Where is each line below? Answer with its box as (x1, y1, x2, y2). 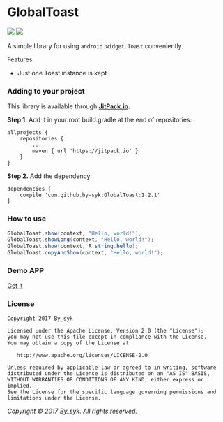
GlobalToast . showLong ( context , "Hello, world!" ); (7, 236, 155, 243)
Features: (7, 55, 35, 64)
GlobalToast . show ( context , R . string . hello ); (7, 242, 139, 250)
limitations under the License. (7, 394, 101, 402)
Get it (7, 282, 23, 290)
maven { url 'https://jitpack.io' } (32, 147, 139, 154)
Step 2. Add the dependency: (7, 172, 93, 180)
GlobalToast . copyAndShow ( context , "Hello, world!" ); (7, 249, 164, 256)
